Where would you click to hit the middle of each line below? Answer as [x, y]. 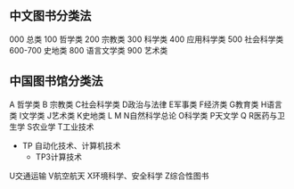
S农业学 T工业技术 [60, 127]
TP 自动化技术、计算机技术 [71, 145]
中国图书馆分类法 [56, 82]
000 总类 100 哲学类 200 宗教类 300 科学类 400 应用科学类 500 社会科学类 [147, 39]
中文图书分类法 [50, 16]
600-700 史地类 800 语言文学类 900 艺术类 [89, 50]
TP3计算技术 [59, 156]
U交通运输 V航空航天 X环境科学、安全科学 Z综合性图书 [109, 176]
